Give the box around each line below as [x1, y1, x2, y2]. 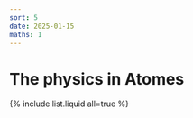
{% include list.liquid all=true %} [9, 98, 129, 109]
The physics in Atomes [9, 68, 185, 89]
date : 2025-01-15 [9, 22, 75, 31]
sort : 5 [9, 13, 39, 23]
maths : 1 [9, 30, 42, 39]
